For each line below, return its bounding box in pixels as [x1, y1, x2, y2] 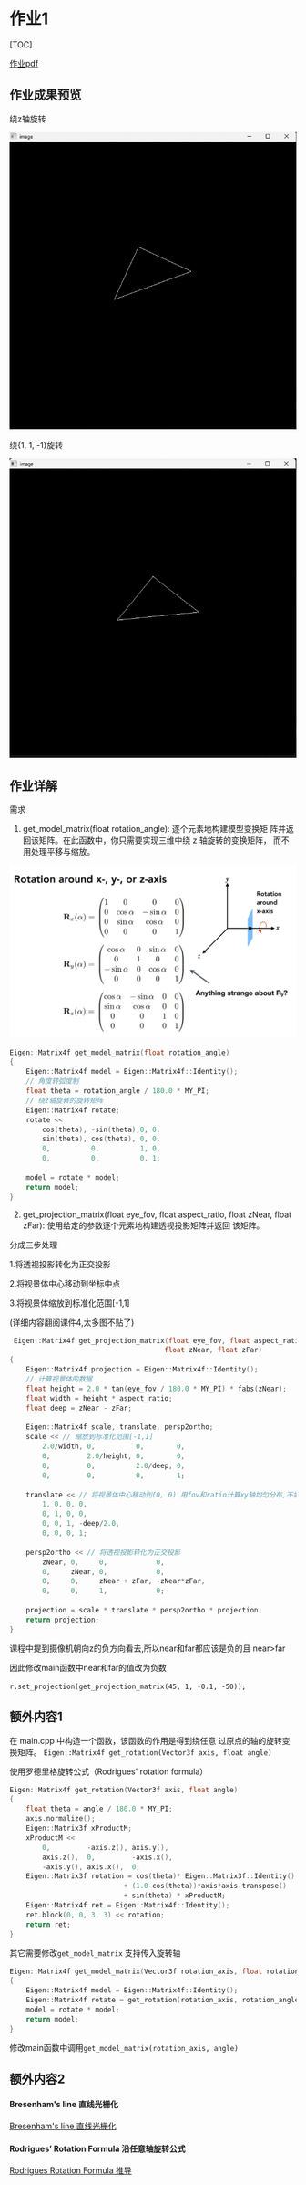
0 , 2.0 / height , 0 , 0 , [42, 1452, 185, 1461]
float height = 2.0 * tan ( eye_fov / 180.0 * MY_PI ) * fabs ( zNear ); [25, 1384, 288, 1393]
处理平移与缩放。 [30, 846, 96, 856]
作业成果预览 [9, 88, 82, 103]
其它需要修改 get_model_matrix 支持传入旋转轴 [9, 1947, 181, 1959]
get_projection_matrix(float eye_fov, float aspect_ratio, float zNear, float [22, 1209, 292, 1220]
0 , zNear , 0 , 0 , [42, 1567, 166, 1576]
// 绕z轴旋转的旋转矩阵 [25, 1096, 104, 1105]
